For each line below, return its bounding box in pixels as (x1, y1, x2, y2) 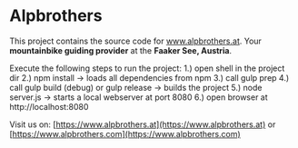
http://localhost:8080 (9, 101, 89, 112)
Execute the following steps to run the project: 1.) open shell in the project (9, 63, 285, 74)
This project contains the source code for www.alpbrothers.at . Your (9, 35, 262, 46)
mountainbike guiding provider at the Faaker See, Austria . (9, 44, 233, 55)
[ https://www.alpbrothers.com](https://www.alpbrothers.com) (9, 128, 241, 139)
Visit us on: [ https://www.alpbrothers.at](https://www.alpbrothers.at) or (9, 119, 276, 130)
